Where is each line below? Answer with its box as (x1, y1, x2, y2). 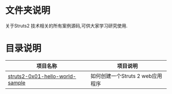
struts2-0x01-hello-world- (8, 72, 76, 80)
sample (8, 79, 26, 86)
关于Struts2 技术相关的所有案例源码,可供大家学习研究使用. (5, 23, 128, 29)
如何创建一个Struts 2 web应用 (90, 72, 162, 80)
